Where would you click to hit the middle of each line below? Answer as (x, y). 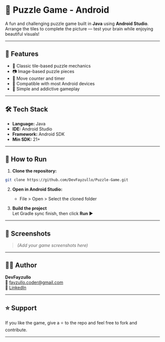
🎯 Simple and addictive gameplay (46, 89)
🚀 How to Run (26, 159)
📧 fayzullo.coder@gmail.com (34, 282)
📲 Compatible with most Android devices (53, 83)
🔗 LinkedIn (16, 287)
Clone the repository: (34, 171)
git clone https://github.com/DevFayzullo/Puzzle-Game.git (67, 180)
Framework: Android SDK (38, 134)
